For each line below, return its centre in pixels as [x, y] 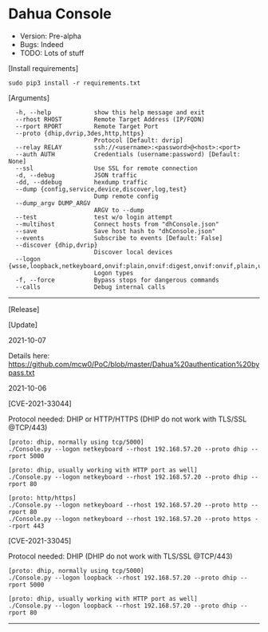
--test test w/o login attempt [94, 217]
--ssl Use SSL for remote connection [106, 168]
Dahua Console [60, 14]
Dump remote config [126, 196]
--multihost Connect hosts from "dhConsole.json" [117, 224]
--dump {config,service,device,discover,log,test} [101, 189]
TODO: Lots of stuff [52, 53]
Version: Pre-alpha [51, 36]
